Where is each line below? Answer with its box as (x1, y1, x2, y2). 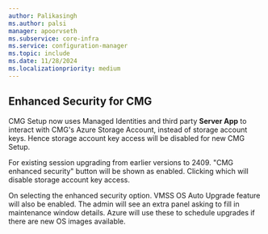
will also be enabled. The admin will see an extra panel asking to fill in (8, 199, 240, 209)
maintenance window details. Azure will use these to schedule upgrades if (8, 207, 256, 217)
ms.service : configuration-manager (8, 42, 128, 50)
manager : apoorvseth (8, 27, 78, 35)
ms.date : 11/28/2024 (8, 57, 78, 66)
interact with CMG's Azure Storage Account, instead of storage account (8, 125, 248, 134)
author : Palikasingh (8, 11, 78, 20)
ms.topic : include (8, 49, 70, 57)
